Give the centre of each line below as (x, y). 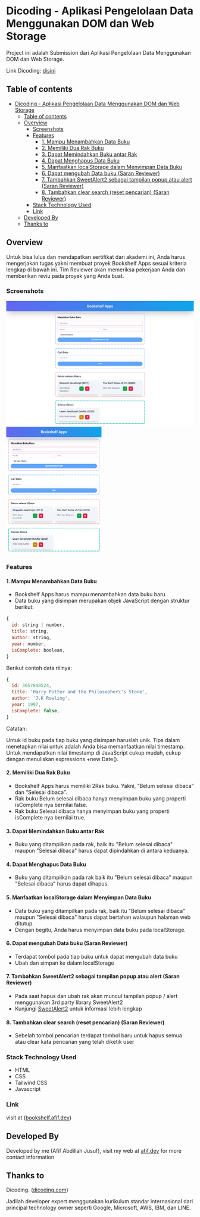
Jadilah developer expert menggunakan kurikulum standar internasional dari (100, 1202)
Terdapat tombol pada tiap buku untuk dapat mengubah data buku (96, 956)
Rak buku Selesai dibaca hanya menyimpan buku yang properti (92, 811)
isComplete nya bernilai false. (51, 805)
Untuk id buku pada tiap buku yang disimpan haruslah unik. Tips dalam (93, 740)
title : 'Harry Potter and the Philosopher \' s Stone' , (79, 692)
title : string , (30, 631)
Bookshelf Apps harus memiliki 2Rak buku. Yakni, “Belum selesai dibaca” (104, 786)
